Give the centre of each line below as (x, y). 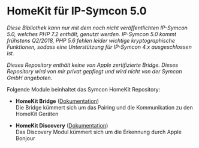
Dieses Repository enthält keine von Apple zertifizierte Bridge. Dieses (93, 65)
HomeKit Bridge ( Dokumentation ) (57, 101)
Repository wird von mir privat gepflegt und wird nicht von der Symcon (94, 71)
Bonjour (25, 138)
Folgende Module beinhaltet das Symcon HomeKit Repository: (84, 89)
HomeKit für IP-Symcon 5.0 (77, 11)
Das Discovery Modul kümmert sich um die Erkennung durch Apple (99, 132)
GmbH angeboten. (30, 78)
